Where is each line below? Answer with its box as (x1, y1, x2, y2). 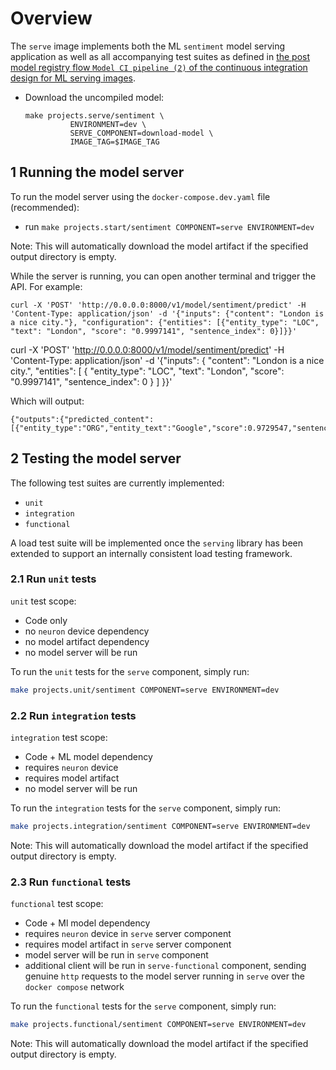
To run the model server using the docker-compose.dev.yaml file (10, 190, 271, 202)
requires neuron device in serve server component (24, 928, 232, 940)
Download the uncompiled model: (24, 91, 165, 103)
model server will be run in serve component (24, 949, 209, 961)
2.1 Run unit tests (10, 572, 97, 586)
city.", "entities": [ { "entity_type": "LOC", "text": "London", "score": (10, 365, 285, 377)
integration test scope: (10, 732, 108, 744)
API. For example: (10, 280, 83, 292)
